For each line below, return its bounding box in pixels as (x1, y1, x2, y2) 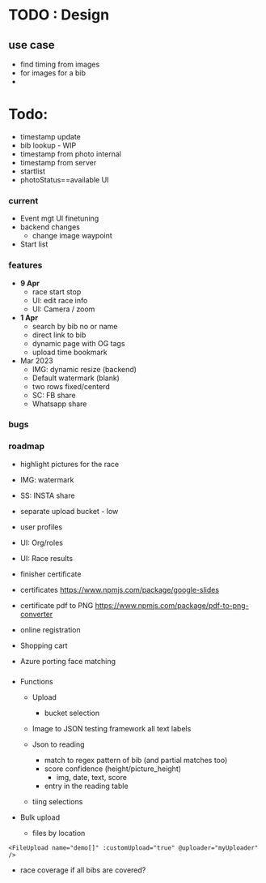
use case (8, 38, 55, 52)
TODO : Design (8, 6, 110, 24)
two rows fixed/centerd (32, 381, 111, 391)
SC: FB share (32, 390, 76, 400)
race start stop (32, 286, 82, 297)
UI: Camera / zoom (32, 304, 95, 314)
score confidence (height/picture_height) (44, 764, 182, 774)
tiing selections (32, 796, 83, 806)
